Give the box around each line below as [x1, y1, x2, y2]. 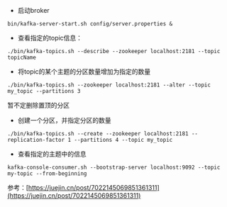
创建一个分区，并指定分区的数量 [17, 116, 111, 124]
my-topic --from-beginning [7, 170, 87, 177]
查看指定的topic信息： [17, 34, 83, 42]
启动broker [17, 6, 50, 14]
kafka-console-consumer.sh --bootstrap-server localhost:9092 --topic [7, 164, 221, 171]
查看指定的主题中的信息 [17, 150, 87, 158]
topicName [7, 54, 37, 61]
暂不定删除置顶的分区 [7, 101, 70, 109]
